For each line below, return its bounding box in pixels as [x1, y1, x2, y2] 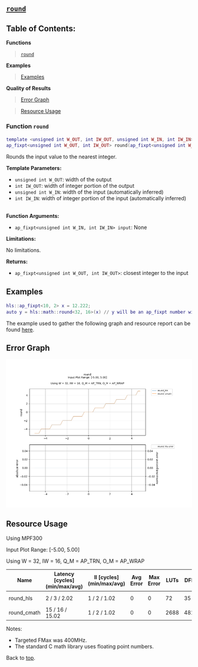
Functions [6, 39, 31, 47]
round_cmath [8, 609, 41, 616]
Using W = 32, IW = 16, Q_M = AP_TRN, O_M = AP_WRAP [6, 558, 145, 565]
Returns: [6, 258, 28, 266]
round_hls [8, 595, 33, 602]
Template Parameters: [6, 165, 62, 172]
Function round [6, 122, 49, 131]
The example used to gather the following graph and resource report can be [6, 320, 191, 327]
